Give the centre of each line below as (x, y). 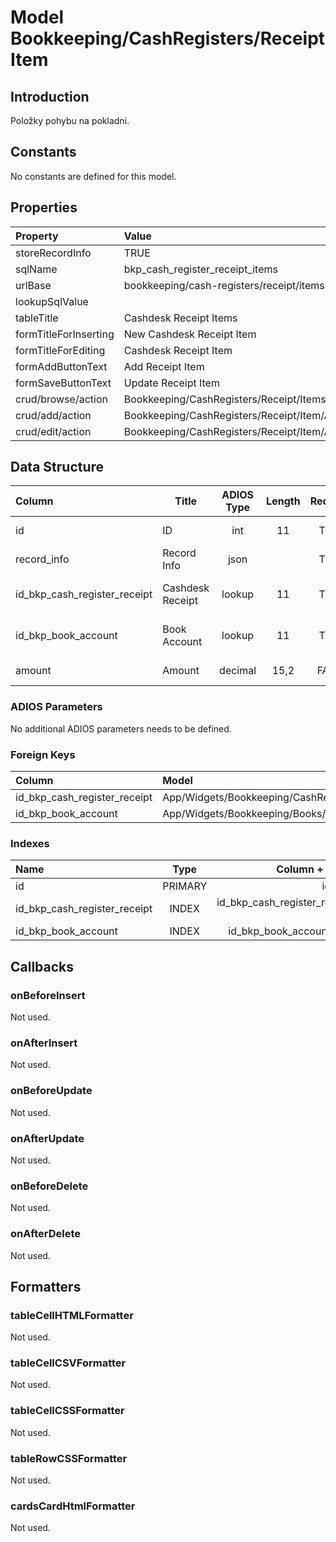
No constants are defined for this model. (93, 176)
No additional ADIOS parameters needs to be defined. (121, 728)
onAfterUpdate (47, 1138)
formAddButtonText (61, 366)
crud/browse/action (61, 399)
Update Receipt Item (171, 383)
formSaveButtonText (63, 383)
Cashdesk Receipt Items (180, 318)
